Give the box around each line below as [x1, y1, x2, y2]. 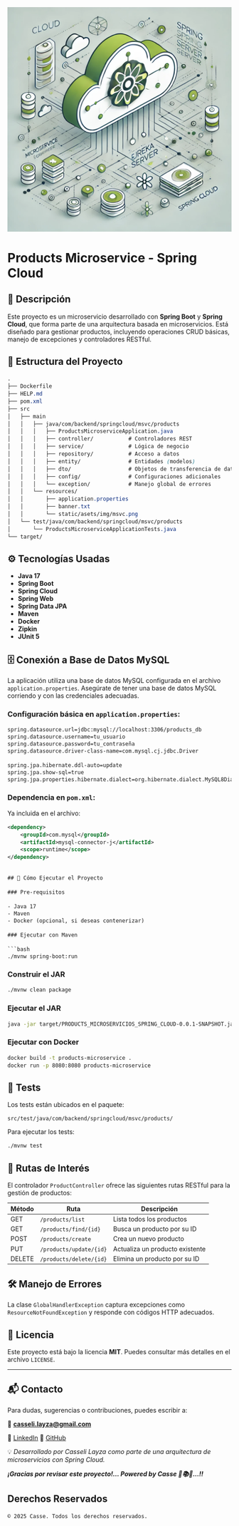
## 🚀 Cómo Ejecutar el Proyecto [7, 875, 103, 882]
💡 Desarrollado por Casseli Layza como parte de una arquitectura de [7, 1447, 211, 1455]
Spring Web [17, 594, 54, 603]
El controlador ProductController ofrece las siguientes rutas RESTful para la [7, 1181, 230, 1190]
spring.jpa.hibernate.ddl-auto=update [7, 762, 122, 769]
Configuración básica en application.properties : [7, 709, 181, 719]
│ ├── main [7, 413, 46, 420]
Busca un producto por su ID [112, 1225, 197, 1233]
